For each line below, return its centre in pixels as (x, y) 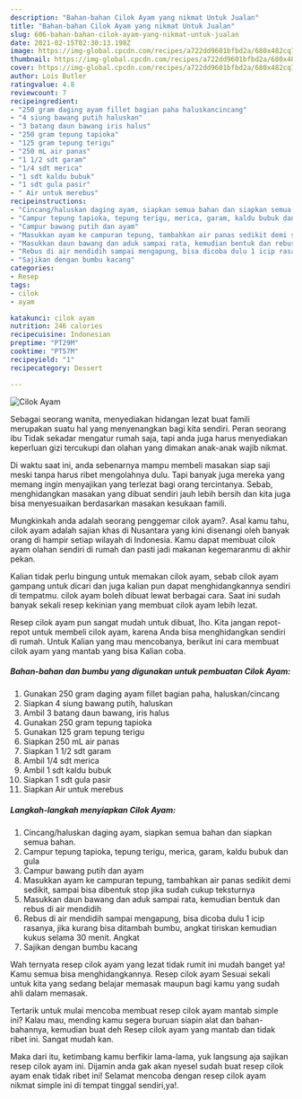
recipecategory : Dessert (56, 368)
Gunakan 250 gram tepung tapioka (87, 722)
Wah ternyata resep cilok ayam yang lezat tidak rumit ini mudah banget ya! (148, 965)
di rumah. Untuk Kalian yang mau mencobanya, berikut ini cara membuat (145, 641)
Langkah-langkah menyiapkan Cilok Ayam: (93, 811)
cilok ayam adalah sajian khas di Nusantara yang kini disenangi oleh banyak (150, 530)
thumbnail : (30, 59)
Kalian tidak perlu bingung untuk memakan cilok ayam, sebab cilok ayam (144, 576)
